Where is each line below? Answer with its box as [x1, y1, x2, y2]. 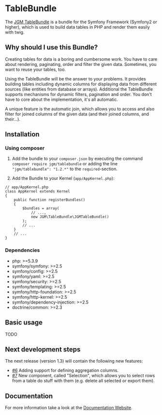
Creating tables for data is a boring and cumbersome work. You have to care [5, 56, 158, 62]
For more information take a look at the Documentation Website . [5, 405, 133, 411]
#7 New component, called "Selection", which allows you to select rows [12, 373, 155, 379]
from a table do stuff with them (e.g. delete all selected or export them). [12, 378, 155, 383]
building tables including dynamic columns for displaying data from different [5, 81, 157, 87]
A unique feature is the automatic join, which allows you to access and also [5, 106, 155, 112]
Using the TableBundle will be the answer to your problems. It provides [5, 76, 146, 81]
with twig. [5, 29, 25, 35]
